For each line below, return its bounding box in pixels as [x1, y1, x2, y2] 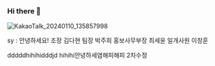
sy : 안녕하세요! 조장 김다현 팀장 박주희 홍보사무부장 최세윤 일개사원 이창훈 [7, 36, 209, 44]
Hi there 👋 [7, 6, 42, 16]
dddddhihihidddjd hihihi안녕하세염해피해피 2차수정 [7, 51, 148, 60]
